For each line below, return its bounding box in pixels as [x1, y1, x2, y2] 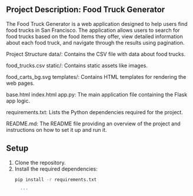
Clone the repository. [14, 159, 66, 166]
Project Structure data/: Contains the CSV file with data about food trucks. [6, 50, 186, 58]
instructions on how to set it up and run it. [6, 126, 107, 133]
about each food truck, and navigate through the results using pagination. [6, 39, 185, 46]
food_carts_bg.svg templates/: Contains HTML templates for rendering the [6, 73, 187, 80]
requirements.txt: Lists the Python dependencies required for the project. [6, 108, 184, 115]
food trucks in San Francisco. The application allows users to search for [6, 26, 181, 34]
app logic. [6, 97, 31, 104]
